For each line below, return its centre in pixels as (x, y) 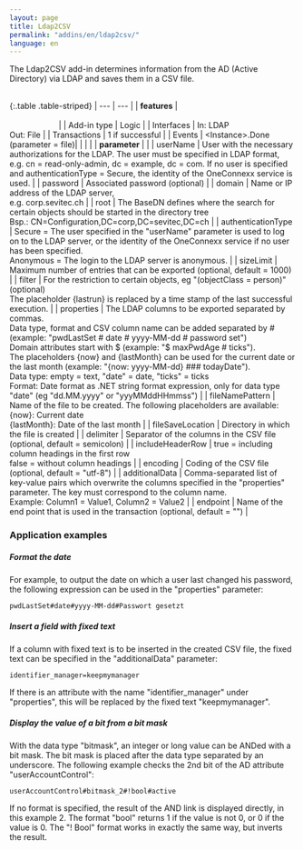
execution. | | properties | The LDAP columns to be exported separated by (147, 309)
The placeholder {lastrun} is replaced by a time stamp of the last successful (151, 299)
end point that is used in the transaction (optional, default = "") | (129, 512)
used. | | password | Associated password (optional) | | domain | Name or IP (151, 184)
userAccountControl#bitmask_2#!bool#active (93, 792)
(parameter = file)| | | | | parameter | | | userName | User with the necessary (151, 145)
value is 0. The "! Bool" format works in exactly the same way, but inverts (146, 827)
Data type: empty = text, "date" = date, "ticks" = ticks (109, 376)
